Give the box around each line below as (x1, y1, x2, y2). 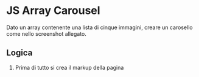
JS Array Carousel (6, 4, 100, 18)
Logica (6, 48, 33, 58)
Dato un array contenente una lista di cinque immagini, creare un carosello (6, 24, 193, 31)
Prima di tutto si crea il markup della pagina (15, 64, 124, 71)
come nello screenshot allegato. (6, 30, 87, 37)
